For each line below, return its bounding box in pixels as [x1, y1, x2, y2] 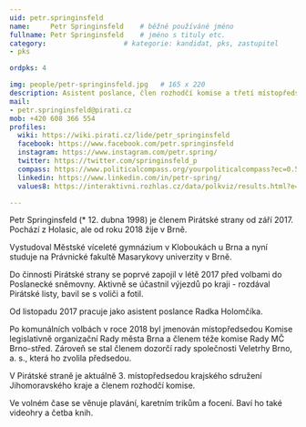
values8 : [17, 181, 51, 191]
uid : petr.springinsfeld [9, 13, 104, 23]
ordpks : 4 [9, 64, 47, 73]
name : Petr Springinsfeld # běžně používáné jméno [9, 22, 234, 31]
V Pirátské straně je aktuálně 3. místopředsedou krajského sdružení [9, 371, 262, 381]
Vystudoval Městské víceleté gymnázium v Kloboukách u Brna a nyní [9, 242, 269, 253]
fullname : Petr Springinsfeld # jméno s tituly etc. [9, 30, 226, 39]
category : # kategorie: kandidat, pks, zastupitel [9, 38, 280, 48]
